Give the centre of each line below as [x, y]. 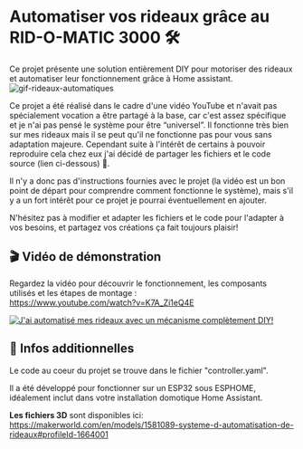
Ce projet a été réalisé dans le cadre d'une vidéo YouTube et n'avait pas [143, 105]
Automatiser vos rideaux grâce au [140, 17]
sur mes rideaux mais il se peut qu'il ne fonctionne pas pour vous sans [141, 134]
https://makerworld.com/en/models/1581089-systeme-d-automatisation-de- [151, 425]
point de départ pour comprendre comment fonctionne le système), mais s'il [151, 190]
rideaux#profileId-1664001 [59, 434]
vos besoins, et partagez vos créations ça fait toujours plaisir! [124, 227]
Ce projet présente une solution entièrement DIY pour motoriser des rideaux [151, 69]
